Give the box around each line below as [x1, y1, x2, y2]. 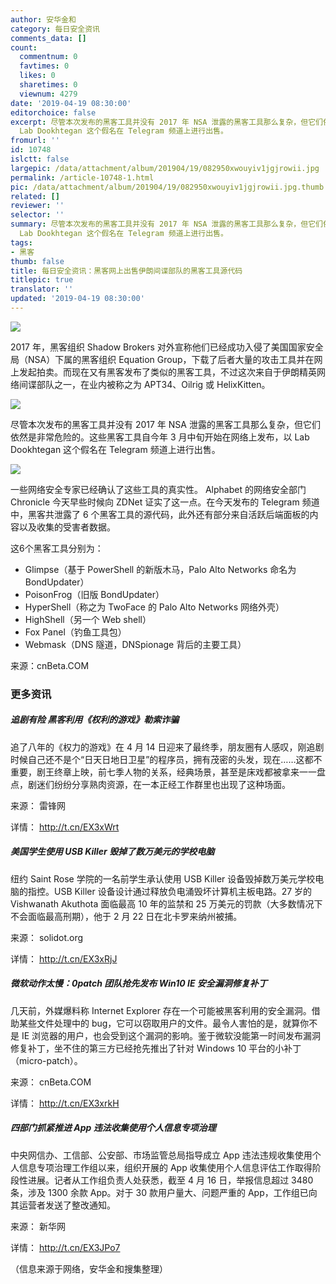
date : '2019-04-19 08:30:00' [10, 98, 132, 108]
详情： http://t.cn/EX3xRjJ [10, 952, 118, 965]
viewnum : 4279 [19, 89, 78, 99]
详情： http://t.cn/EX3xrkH [10, 1097, 120, 1109]
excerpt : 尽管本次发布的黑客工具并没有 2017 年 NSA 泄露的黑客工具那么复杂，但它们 [10, 117, 323, 127]
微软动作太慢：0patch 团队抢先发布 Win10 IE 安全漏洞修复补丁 [10, 977, 268, 990]
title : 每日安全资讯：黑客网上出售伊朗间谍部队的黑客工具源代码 [10, 266, 243, 276]
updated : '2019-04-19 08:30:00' [10, 294, 145, 304]
